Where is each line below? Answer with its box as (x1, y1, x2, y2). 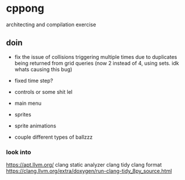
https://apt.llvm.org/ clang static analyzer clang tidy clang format (6, 161, 162, 168)
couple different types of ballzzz (14, 133, 93, 140)
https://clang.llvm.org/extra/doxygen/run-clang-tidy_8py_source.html (6, 168, 172, 175)
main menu (14, 100, 42, 107)
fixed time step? (14, 77, 54, 84)
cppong (6, 2, 45, 15)
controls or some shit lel (14, 88, 73, 95)
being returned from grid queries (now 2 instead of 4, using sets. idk (14, 59, 179, 66)
